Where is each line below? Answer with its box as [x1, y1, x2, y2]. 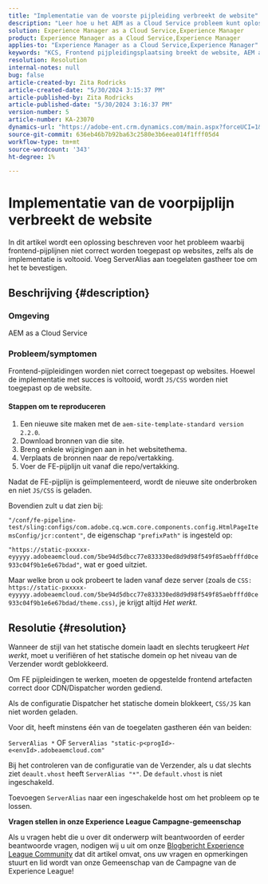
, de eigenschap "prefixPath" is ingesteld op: [83, 530, 233, 540]
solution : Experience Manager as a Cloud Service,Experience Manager [8, 26, 245, 34]
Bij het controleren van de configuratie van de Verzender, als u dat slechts [8, 760, 252, 771]
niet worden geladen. [8, 708, 78, 717]
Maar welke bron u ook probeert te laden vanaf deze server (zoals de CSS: [8, 576, 253, 585]
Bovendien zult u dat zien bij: [8, 501, 104, 511]
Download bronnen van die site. [19, 436, 125, 446]
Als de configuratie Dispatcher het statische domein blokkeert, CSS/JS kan [8, 699, 251, 708]
